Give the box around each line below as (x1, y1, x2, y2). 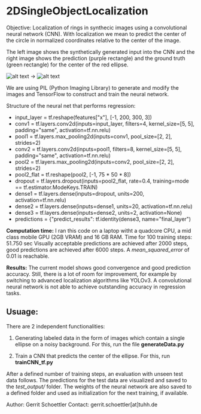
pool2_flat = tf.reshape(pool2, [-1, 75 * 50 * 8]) (14, 171, 132, 178)
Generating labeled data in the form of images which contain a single (14, 334, 185, 342)
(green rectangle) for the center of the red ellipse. (6, 61, 129, 68)
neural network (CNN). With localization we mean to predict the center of (6, 30, 187, 37)
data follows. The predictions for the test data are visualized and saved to (6, 376, 187, 383)
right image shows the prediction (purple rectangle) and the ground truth (6, 54, 185, 62)
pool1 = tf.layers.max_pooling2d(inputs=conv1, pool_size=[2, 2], (14, 133, 172, 140)
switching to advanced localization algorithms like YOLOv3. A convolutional (6, 276, 192, 284)
